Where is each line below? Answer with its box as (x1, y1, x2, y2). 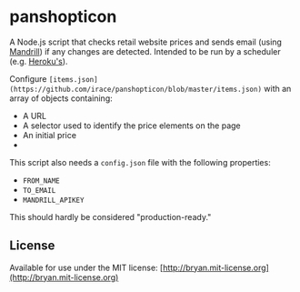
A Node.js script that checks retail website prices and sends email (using (9, 36, 282, 47)
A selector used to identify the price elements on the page (22, 120, 241, 131)
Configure (9, 73, 47, 84)
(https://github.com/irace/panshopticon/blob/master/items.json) (9, 85, 262, 94)
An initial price (22, 129, 77, 140)
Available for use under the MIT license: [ (9, 262, 164, 273)
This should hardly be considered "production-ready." (9, 211, 212, 222)
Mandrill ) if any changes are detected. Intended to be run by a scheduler (9, 45, 281, 56)
